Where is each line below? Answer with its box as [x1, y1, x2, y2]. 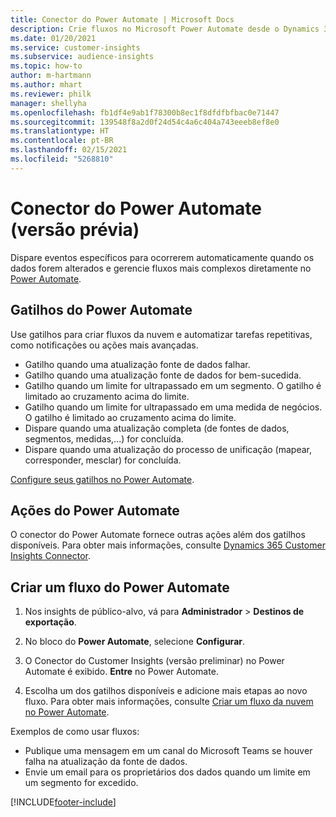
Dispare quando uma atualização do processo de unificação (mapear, [24, 443, 312, 455]
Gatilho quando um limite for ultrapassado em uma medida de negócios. [24, 401, 323, 413]
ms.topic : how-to [10, 61, 83, 71]
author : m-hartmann [10, 71, 92, 81]
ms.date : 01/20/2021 [10, 33, 97, 43]
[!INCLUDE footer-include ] [10, 796, 117, 808]
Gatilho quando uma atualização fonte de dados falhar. [24, 358, 251, 370]
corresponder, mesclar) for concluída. [24, 454, 182, 466]
